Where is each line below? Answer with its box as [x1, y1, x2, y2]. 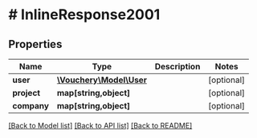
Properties [8, 37, 63, 51]
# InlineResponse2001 [8, 6, 161, 24]
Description [154, 61, 201, 72]
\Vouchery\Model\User [56, 74, 147, 85]
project [12, 88, 41, 98]
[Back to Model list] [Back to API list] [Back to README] [8, 121, 193, 130]
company [12, 101, 50, 111]
